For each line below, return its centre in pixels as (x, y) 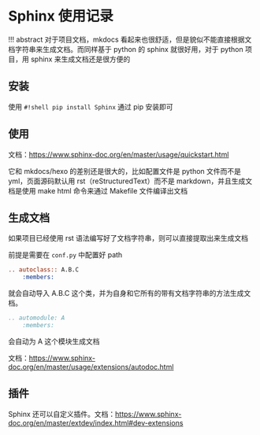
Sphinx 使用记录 (61, 16)
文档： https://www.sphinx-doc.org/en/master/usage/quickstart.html (119, 154)
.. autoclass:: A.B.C (44, 270)
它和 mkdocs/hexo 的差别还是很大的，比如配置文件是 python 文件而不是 (125, 171)
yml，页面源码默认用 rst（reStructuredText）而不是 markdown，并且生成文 (130, 181)
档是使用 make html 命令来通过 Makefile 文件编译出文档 (98, 190)
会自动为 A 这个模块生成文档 (54, 341)
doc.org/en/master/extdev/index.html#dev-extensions (96, 422)
